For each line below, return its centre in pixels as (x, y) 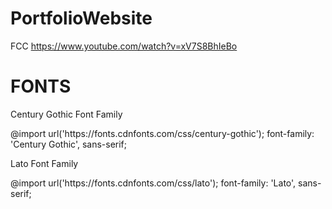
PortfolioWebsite (81, 18)
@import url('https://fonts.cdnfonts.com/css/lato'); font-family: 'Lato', (153, 183)
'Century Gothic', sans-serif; (69, 144)
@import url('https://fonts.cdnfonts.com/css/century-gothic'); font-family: (162, 133)
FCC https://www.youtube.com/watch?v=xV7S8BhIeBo (124, 46)
